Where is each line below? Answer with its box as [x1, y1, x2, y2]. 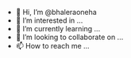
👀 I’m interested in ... [15, 16, 83, 25]
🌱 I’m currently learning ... [15, 24, 101, 33]
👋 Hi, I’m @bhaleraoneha [15, 8, 97, 16]
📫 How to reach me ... [15, 42, 90, 50]
